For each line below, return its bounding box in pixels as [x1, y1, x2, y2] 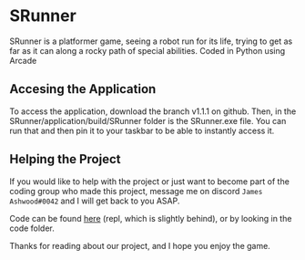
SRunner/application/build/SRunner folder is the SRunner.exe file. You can [9, 115, 287, 126]
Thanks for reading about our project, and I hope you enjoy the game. [9, 240, 270, 251]
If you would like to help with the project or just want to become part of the [9, 175, 290, 187]
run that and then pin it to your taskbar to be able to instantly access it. [9, 125, 275, 136]
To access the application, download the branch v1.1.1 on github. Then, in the [9, 106, 297, 117]
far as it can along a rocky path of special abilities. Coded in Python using [9, 45, 286, 56]
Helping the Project [9, 151, 121, 167]
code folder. [9, 223, 55, 234]
